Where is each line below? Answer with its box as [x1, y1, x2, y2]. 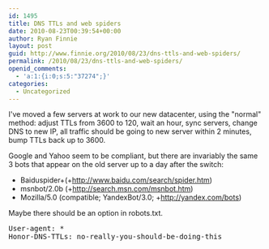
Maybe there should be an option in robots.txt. [8, 208, 164, 218]
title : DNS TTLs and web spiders [8, 19, 122, 28]
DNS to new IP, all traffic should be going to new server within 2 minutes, [8, 127, 252, 136]
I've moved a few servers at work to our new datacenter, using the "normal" [8, 109, 262, 119]
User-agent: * [8, 224, 65, 234]
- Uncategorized [15, 87, 70, 96]
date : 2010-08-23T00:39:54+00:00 [8, 27, 122, 35]
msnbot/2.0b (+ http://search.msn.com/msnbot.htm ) [19, 184, 194, 194]
